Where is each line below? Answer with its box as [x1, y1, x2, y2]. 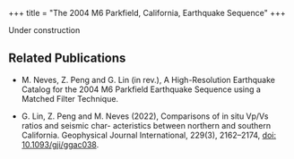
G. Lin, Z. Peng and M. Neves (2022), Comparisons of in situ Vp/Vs [21, 111, 269, 121]
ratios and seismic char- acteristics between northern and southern [21, 120, 271, 130]
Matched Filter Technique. [21, 93, 118, 104]
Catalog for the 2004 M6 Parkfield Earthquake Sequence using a [21, 84, 262, 95]
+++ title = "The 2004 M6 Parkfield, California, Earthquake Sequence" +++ [8, 8, 286, 18]
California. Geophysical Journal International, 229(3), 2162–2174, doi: [21, 130, 277, 140]
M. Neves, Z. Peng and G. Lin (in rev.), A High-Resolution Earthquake [21, 74, 275, 85]
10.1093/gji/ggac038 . [21, 138, 99, 150]
